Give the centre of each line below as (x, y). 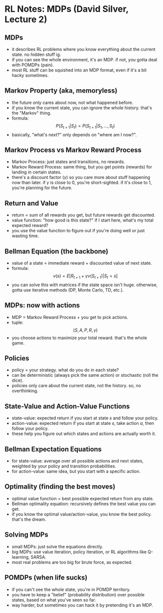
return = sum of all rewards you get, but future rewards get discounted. (83, 215)
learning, (21, 557)
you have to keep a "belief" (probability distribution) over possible (78, 594)
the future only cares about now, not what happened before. (72, 102)
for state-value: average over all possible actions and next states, (78, 461)
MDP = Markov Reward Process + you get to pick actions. (70, 317)
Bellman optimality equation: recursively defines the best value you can (84, 504)
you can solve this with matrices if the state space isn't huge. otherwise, (84, 285)
